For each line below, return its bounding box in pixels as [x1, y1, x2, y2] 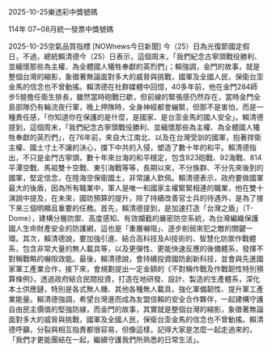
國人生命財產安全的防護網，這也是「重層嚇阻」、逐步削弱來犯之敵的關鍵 [8, 223, 246, 233]
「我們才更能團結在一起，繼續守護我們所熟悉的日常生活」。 [8, 335, 204, 344]
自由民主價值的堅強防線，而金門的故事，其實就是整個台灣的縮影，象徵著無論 [8, 304, 264, 314]
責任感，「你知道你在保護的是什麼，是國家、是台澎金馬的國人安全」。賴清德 [15, 112, 264, 121]
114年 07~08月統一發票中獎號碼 [8, 24, 114, 34]
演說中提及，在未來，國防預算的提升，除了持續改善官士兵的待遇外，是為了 [8, 193, 257, 202]
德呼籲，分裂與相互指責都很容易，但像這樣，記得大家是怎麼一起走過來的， [8, 324, 257, 334]
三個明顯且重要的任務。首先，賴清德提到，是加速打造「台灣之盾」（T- [22, 203, 253, 213]
